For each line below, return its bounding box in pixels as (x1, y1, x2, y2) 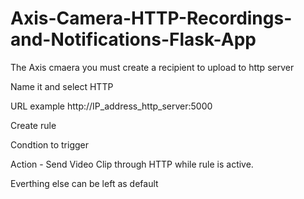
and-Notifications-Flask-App (10, 28, 257, 51)
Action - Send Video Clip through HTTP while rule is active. (10, 158, 254, 170)
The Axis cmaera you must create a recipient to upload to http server (10, 61, 295, 73)
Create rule (10, 119, 57, 131)
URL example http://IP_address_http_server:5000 (10, 100, 213, 112)
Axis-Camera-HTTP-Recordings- (10, 7, 293, 30)
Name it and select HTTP (10, 80, 114, 92)
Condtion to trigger (10, 138, 90, 151)
